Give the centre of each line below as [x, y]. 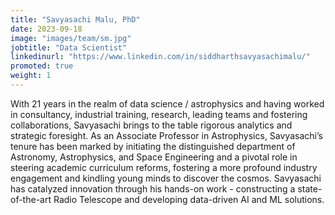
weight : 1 [31, 76]
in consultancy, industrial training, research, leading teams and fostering [159, 114]
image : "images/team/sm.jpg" [71, 38]
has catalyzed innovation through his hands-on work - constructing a [153, 188]
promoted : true [42, 66]
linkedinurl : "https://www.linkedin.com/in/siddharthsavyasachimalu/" [160, 57]
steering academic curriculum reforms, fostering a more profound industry [164, 167]
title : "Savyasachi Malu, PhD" [75, 19]
